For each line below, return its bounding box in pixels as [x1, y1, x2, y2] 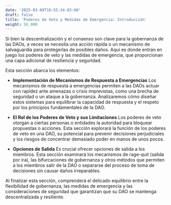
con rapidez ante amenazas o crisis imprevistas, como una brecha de [12, 88, 159, 95]
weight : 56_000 [5, 21, 38, 27]
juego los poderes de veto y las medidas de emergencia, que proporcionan [5, 52, 163, 58]
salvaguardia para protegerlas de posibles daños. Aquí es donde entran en [5, 47, 162, 53]
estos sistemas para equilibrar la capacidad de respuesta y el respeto [12, 99, 159, 105]
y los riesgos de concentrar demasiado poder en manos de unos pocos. [12, 136, 164, 142]
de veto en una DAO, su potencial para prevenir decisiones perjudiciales [12, 131, 164, 137]
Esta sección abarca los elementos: [5, 67, 80, 74]
